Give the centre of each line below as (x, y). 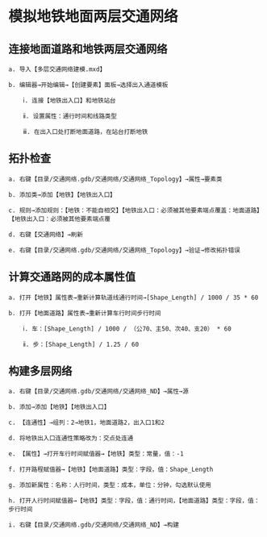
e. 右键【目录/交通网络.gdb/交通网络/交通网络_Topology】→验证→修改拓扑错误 (124, 250)
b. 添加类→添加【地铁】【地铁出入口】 (62, 194)
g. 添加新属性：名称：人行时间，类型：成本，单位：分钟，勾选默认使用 (110, 485)
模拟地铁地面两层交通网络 (94, 17)
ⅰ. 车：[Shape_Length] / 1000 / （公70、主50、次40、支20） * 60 (127, 329)
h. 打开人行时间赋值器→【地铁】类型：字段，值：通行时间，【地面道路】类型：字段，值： (134, 501)
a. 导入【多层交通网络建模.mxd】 (57, 69)
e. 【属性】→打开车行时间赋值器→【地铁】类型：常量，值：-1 (96, 454)
